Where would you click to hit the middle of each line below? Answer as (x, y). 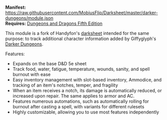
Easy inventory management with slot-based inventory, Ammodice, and (87, 80)
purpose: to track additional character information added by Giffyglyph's (81, 38)
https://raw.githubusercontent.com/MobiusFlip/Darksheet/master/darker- (82, 13)
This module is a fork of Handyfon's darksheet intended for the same (77, 33)
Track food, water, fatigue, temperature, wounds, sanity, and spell (81, 69)
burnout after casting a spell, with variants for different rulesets (78, 107)
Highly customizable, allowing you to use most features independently (86, 112)
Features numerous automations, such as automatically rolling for (81, 101)
